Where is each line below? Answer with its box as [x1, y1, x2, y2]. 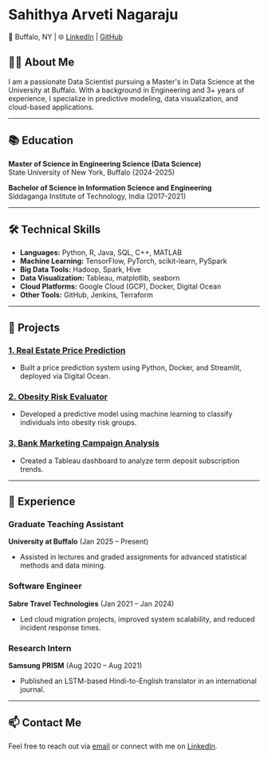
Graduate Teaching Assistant [8, 518, 124, 529]
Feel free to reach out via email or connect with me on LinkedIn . [8, 741, 218, 751]
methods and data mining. [19, 560, 106, 571]
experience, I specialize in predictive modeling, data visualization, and [8, 93, 238, 103]
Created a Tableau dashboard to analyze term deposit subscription [19, 456, 240, 465]
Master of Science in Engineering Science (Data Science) [8, 159, 202, 168]
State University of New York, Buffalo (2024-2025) [8, 167, 175, 177]
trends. [19, 464, 44, 473]
